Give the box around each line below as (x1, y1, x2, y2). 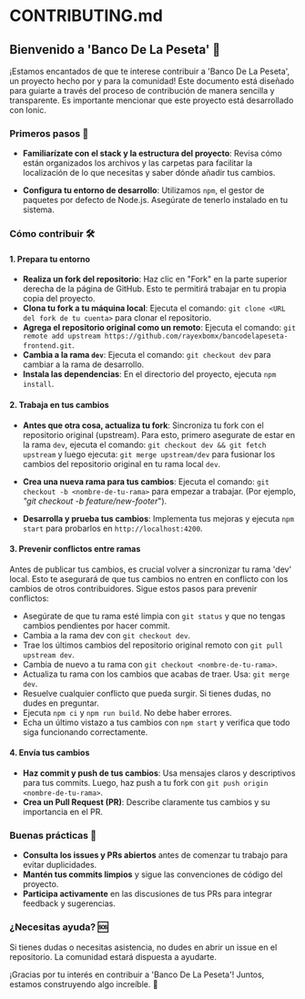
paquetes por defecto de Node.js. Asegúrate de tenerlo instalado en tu (22, 195, 289, 206)
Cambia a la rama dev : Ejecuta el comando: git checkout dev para (22, 350, 271, 361)
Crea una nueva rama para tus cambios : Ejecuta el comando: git (22, 475, 270, 487)
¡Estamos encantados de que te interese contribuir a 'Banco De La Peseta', (9, 66, 290, 76)
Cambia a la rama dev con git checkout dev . (22, 629, 191, 640)
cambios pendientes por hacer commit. (22, 620, 170, 631)
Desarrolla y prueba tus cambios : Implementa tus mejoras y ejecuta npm (22, 513, 294, 524)
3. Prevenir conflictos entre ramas (9, 544, 141, 555)
